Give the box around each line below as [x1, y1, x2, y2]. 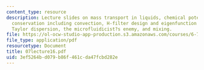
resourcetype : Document [6, 43, 67, 49]
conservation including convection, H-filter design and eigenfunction [12, 20, 197, 26]
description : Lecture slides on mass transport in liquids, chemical [6, 15, 186, 21]
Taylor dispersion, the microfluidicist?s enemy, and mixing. [12, 26, 172, 32]
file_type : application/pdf [6, 37, 78, 43]
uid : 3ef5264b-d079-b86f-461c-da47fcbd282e [6, 54, 118, 60]
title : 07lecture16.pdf [6, 49, 67, 55]
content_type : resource [6, 9, 67, 15]
